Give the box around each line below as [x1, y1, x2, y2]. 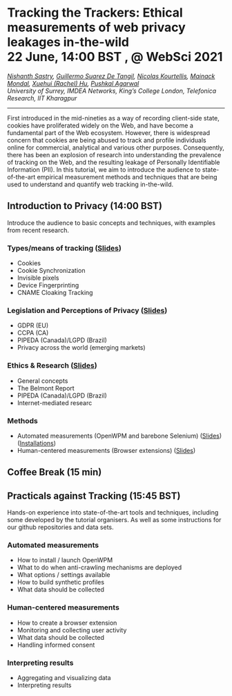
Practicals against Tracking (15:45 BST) [7, 490, 181, 501]
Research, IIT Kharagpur [7, 93, 77, 102]
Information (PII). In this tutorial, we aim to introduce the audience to [7, 165, 201, 174]
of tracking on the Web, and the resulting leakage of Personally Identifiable [7, 158, 220, 166]
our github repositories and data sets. [7, 523, 114, 531]
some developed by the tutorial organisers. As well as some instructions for [7, 516, 222, 524]
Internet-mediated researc [17, 398, 93, 407]
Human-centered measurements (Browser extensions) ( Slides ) [17, 446, 196, 454]
